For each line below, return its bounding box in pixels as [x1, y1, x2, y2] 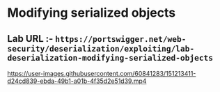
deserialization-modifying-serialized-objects [7, 52, 214, 63]
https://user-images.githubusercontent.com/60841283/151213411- [7, 70, 196, 77]
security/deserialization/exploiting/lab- [7, 43, 195, 54]
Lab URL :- [7, 33, 54, 45]
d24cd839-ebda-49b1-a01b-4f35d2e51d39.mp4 [7, 77, 147, 85]
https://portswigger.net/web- [55, 33, 187, 44]
